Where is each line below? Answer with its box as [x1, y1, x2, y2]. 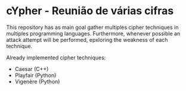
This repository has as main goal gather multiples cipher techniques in [6, 24, 179, 31]
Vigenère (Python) [14, 78, 60, 85]
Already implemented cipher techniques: [6, 54, 106, 61]
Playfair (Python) [14, 71, 57, 79]
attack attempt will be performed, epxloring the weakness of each [6, 36, 168, 43]
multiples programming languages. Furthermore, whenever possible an [6, 30, 181, 37]
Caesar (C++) [14, 65, 49, 72]
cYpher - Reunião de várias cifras [6, 4, 174, 18]
